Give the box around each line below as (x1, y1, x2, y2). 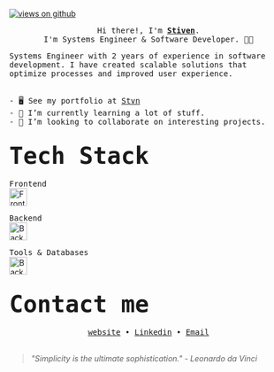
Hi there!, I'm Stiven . (96, 26, 201, 35)
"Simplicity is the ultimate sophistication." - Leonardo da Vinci (30, 353, 258, 363)
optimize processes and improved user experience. (9, 69, 233, 79)
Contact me (9, 291, 149, 319)
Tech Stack (9, 142, 149, 170)
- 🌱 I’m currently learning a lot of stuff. (9, 108, 206, 118)
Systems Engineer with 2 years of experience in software (9, 51, 266, 61)
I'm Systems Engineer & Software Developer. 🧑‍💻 (43, 35, 254, 44)
